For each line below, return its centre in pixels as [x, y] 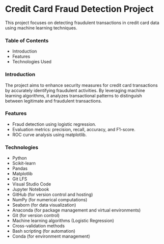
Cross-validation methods [38, 226]
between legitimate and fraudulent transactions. [54, 101]
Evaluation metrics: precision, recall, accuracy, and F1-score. [74, 129]
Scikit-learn [24, 163]
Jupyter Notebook [30, 190]
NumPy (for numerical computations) [50, 200]
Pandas [20, 168]
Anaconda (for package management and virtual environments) [76, 210]
